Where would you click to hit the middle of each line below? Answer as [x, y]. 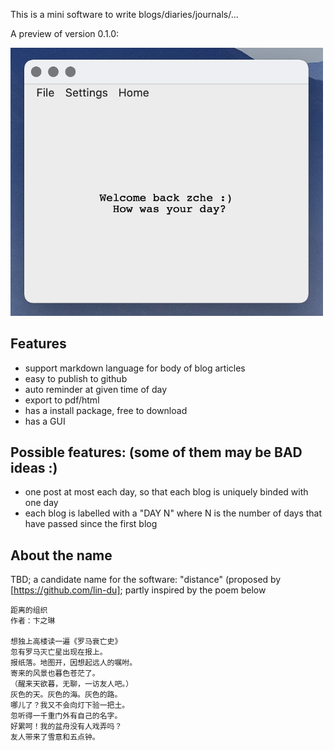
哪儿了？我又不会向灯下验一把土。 [70, 705]
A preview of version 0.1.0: [65, 33]
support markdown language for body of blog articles [135, 368]
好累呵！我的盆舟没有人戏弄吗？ [66, 727]
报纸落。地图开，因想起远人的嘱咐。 [74, 663]
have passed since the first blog [91, 524]
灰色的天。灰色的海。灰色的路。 [66, 695]
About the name [61, 555]
